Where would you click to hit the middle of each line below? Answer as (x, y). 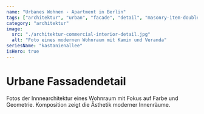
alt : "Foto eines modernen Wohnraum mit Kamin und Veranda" (89, 40)
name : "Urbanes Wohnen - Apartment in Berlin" (66, 12)
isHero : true (23, 52)
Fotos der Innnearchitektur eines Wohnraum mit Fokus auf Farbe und (92, 98)
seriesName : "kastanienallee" (45, 46)
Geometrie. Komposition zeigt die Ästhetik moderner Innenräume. (88, 104)
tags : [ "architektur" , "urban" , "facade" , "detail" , (74, 18)
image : (15, 29)
